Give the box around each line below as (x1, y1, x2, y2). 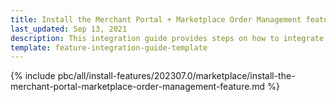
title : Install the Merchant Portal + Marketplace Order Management (10, 14, 302, 25)
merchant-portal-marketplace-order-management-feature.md (10, 81, 266, 93)
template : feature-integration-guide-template (10, 42, 208, 53)
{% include (10, 70, 56, 82)
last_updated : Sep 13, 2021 (10, 24, 128, 34)
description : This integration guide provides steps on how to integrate (10, 33, 325, 43)
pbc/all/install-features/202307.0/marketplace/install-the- (57, 70, 296, 82)
